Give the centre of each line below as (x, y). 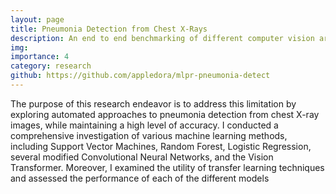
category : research (51, 66)
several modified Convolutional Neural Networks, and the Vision (142, 157)
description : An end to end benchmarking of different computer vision (162, 38)
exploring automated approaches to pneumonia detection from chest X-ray (165, 114)
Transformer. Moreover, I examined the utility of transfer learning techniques (167, 167)
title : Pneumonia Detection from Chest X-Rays (109, 29)
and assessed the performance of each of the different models (140, 178)
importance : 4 (40, 57)
